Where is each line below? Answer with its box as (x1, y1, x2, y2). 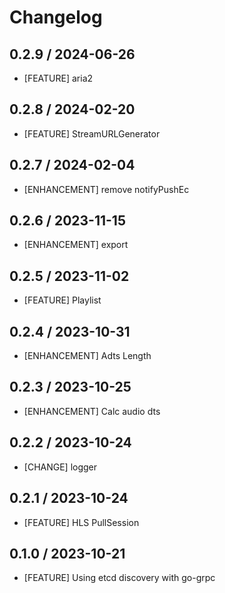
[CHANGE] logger (23, 461, 98, 473)
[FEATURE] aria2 (23, 72, 94, 84)
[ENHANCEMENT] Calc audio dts (23, 405, 161, 417)
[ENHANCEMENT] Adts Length (23, 350, 152, 362)
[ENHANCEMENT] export (23, 239, 129, 251)
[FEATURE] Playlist (23, 294, 102, 306)
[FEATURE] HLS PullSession (23, 516, 140, 528)
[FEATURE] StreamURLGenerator (23, 127, 161, 140)
